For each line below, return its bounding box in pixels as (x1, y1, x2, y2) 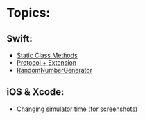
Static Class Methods (16, 51, 78, 59)
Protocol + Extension (16, 59, 77, 67)
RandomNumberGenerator (16, 66, 93, 74)
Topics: (6, 5, 51, 21)
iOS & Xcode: (6, 86, 65, 98)
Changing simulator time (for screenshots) (16, 105, 138, 113)
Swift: (6, 33, 33, 45)
